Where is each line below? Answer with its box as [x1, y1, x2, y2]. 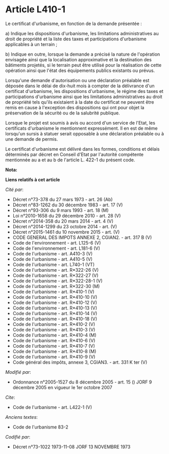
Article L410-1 [5, 4, 65, 15]
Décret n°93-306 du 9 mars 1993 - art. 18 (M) [12, 207, 109, 213]
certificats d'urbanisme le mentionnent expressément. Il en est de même [5, 125, 158, 131]
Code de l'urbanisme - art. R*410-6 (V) [12, 337, 95, 343]
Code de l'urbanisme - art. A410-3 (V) [12, 250, 93, 256]
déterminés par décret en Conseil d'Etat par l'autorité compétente [5, 151, 144, 157]
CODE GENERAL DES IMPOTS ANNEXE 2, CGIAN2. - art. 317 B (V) [12, 234, 152, 241]
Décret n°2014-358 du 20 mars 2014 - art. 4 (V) [12, 218, 114, 224]
